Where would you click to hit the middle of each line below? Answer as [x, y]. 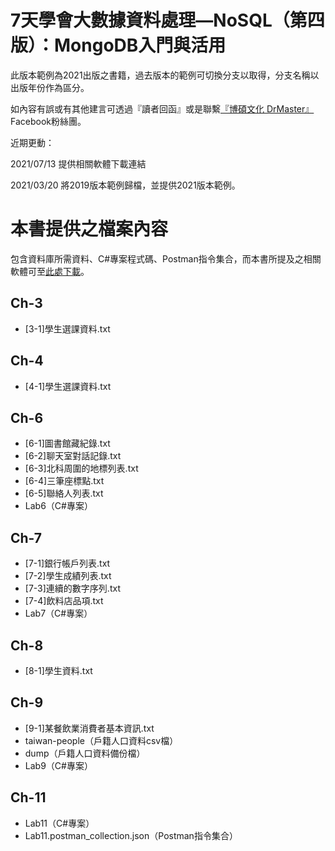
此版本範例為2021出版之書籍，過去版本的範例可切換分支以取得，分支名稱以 [165, 75]
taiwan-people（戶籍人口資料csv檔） [101, 740]
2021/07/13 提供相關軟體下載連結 [78, 163]
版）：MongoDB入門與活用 [118, 45]
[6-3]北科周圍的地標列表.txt [81, 468]
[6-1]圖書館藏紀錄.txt [67, 443]
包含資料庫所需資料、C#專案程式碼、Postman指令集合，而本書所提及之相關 [166, 258]
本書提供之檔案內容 [89, 229]
